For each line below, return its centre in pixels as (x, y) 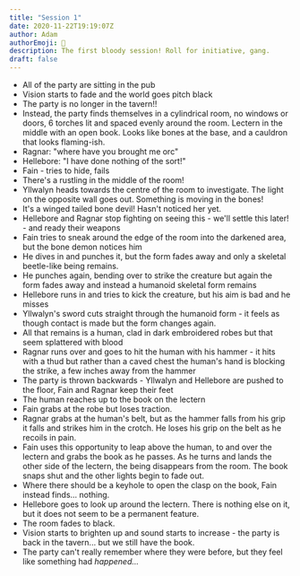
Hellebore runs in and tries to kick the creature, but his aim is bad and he (156, 294)
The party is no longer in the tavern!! (90, 104)
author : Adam (34, 34)
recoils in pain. (49, 437)
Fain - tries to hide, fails (66, 170)
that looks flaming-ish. (64, 142)
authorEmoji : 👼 (38, 43)
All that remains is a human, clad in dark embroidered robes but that (147, 332)
